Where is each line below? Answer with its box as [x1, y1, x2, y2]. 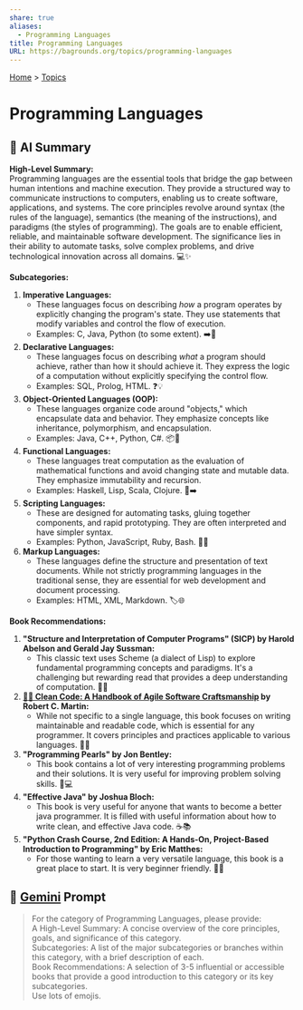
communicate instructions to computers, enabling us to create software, [9, 192, 279, 204]
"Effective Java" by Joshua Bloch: [22, 791, 155, 802]
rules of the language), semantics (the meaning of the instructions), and [9, 212, 278, 223]
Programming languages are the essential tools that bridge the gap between [9, 173, 293, 184]
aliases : [9, 22, 43, 31]
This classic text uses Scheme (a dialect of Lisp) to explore [35, 653, 256, 664]
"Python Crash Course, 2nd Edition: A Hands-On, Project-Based [22, 834, 270, 845]
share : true [9, 13, 54, 23]
